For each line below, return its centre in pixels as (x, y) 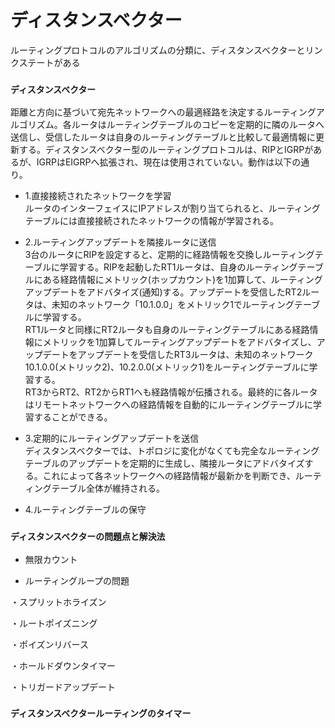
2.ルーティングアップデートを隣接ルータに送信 (120, 242)
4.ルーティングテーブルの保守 (85, 510)
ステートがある (49, 62)
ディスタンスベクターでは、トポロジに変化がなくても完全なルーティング (172, 451)
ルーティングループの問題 (77, 580)
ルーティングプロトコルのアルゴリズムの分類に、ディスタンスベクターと (158, 50)
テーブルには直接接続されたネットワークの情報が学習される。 (151, 221)
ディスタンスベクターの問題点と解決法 (88, 537)
